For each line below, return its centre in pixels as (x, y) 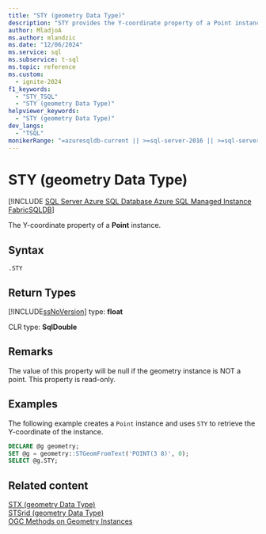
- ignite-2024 (38, 81)
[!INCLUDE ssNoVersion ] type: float (66, 312)
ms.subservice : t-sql (44, 60)
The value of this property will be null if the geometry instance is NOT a (125, 371)
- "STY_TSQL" (37, 97)
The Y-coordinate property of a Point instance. (85, 225)
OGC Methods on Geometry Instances (70, 521)
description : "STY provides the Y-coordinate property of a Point (120, 23)
